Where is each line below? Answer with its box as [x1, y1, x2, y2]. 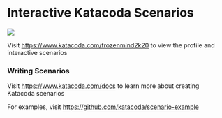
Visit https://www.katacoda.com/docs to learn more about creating [7, 82, 200, 90]
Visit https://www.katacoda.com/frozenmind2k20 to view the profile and [7, 40, 215, 50]
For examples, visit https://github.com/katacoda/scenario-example [7, 103, 199, 111]
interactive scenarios [7, 48, 68, 57]
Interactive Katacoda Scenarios [7, 5, 194, 21]
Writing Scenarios [7, 66, 70, 75]
